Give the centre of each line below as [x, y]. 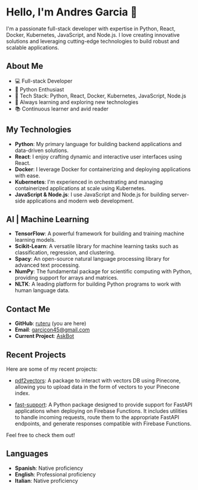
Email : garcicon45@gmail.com [52, 330]
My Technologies [39, 130]
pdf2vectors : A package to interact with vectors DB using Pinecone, [98, 380]
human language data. [42, 290]
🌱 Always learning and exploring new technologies [76, 102]
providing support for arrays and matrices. [66, 278]
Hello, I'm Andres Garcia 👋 [72, 12]
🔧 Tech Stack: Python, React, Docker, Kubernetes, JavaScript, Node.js [100, 96]
